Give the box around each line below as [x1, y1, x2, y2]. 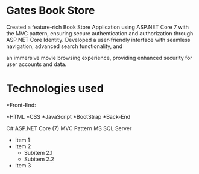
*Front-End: [6, 101, 36, 109]
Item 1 [14, 136, 30, 143]
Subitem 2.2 [24, 155, 54, 163]
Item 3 [14, 161, 31, 169]
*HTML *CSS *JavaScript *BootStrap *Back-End [6, 113, 131, 120]
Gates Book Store [6, 4, 95, 17]
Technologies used [6, 82, 104, 95]
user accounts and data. [6, 61, 67, 68]
